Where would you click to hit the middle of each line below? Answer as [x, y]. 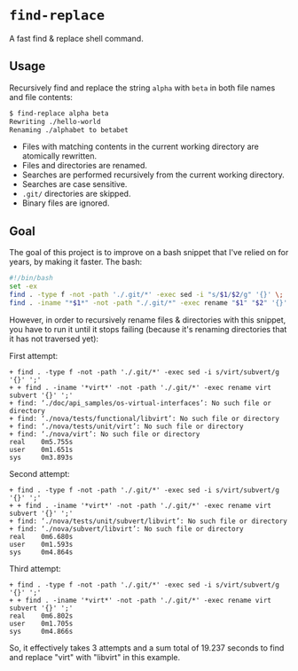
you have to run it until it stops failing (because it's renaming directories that [148, 329]
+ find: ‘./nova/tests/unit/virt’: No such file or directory [126, 426]
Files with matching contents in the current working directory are [140, 147]
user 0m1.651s [41, 449]
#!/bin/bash [31, 278]
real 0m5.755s [41, 441]
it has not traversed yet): [54, 339]
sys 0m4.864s [41, 552]
